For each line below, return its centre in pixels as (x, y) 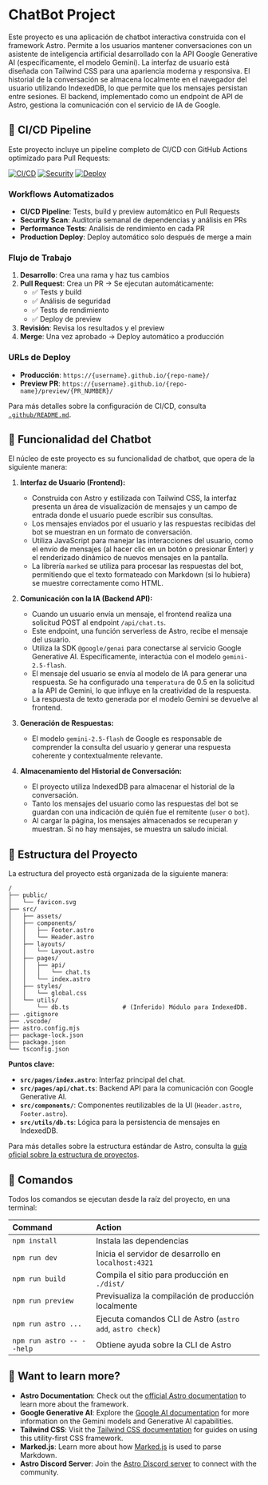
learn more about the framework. (74, 1404)
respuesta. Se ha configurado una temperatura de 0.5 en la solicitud (143, 682)
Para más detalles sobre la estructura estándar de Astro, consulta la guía (128, 1147)
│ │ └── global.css (48, 994)
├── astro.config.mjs (44, 1029)
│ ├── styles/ (35, 987)
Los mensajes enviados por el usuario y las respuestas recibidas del (144, 524)
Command (33, 1227)
